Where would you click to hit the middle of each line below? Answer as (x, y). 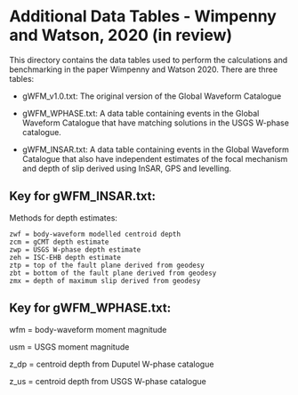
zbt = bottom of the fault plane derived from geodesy (113, 273)
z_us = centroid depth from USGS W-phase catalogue (108, 381)
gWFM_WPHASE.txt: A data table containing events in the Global (141, 113)
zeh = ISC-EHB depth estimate (65, 257)
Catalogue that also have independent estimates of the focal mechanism (155, 158)
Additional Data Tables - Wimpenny (143, 16)
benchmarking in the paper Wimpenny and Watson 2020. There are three (144, 69)
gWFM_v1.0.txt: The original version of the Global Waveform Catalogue (152, 96)
